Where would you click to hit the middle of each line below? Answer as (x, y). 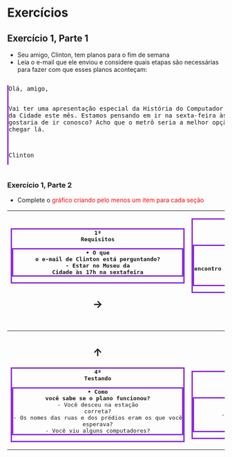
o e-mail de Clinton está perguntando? (98, 259)
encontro (208, 269)
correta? (98, 412)
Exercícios (38, 13)
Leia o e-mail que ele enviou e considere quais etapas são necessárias (118, 62)
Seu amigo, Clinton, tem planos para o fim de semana (93, 55)
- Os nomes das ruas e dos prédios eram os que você (98, 418)
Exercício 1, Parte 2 (40, 185)
